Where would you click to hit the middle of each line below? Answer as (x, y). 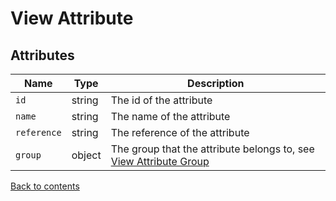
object (86, 155)
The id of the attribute (161, 100)
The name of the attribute (170, 116)
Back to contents (45, 186)
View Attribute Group (160, 161)
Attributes (42, 55)
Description (216, 83)
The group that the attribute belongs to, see (212, 149)
